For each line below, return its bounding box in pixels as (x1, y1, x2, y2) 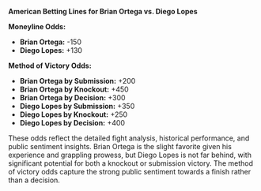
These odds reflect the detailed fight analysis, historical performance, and (8, 133, 250, 143)
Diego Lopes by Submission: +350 (19, 102, 135, 110)
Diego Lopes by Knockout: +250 (19, 110, 128, 119)
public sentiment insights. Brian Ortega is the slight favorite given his (8, 142, 232, 151)
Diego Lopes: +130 (19, 46, 83, 54)
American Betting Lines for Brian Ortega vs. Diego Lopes (8, 7, 198, 16)
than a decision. (8, 175, 61, 185)
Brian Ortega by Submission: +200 (19, 77, 136, 85)
